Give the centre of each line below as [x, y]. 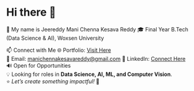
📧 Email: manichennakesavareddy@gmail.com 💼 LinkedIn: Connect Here [96, 58]
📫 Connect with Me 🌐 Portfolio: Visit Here [59, 50]
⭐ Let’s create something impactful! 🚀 [53, 81]
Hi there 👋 [31, 12]
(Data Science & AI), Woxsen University [55, 38]
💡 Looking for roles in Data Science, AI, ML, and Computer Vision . [89, 74]
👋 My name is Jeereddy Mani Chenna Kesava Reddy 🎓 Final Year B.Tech [97, 29]
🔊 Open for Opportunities [39, 65]
